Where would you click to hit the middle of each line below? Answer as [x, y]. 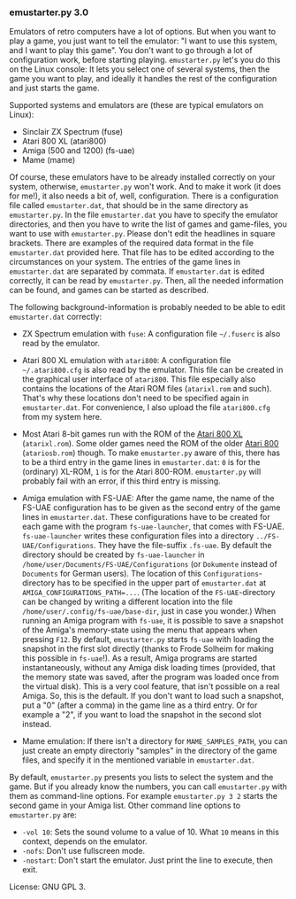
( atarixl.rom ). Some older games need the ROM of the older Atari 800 [150, 444]
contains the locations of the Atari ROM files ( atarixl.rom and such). [147, 389]
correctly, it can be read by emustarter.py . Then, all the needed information [147, 281]
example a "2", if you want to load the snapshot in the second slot [142, 715]
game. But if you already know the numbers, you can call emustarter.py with [148, 787]
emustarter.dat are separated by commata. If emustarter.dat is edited [137, 271]
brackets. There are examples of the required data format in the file [132, 243]
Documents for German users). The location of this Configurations [140, 574]
